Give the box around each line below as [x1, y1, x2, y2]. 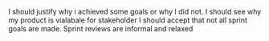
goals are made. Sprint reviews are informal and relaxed [8, 24, 194, 33]
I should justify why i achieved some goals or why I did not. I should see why [8, 7, 262, 16]
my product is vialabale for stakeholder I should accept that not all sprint [8, 15, 247, 25]
